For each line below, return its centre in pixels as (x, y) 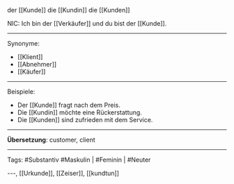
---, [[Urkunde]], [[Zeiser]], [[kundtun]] (63, 173)
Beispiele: (21, 92)
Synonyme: (23, 43)
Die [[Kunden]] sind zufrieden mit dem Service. (85, 120)
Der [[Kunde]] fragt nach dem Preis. (69, 105)
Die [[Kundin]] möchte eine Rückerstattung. (80, 112)
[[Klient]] (30, 57)
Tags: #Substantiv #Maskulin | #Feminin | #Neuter (79, 160)
